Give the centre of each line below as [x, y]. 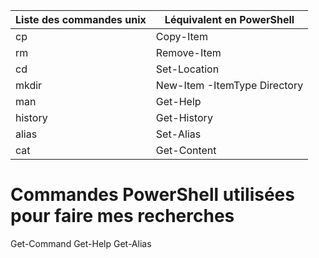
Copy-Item [181, 36]
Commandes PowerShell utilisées [152, 195]
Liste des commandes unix [81, 19]
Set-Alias [178, 134]
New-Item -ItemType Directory [229, 85]
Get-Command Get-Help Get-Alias [81, 243]
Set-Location [187, 69]
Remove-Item [188, 52]
